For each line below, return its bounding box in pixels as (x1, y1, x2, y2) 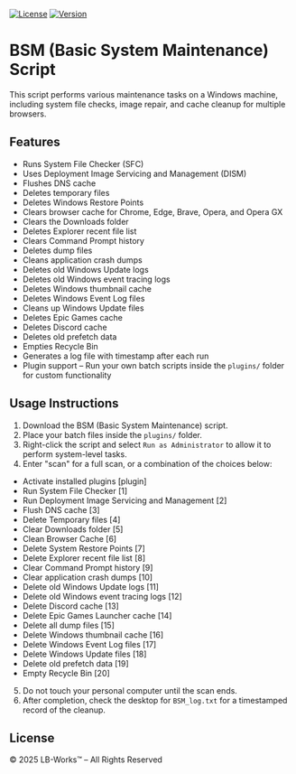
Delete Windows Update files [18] (22, 648, 147, 659)
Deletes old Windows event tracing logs (22, 274, 171, 284)
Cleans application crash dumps (22, 254, 143, 266)
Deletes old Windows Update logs (22, 264, 149, 275)
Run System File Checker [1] (22, 485, 128, 496)
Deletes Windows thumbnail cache (22, 283, 152, 294)
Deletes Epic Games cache (22, 312, 124, 322)
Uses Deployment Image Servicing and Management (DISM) (22, 168, 247, 179)
